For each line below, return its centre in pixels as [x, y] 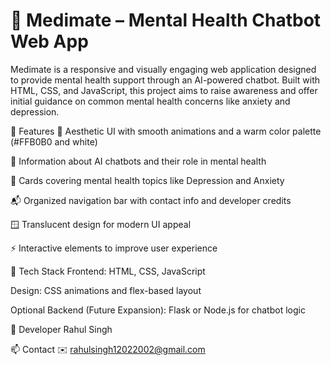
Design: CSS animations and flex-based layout [106, 290]
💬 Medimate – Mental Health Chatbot [166, 20]
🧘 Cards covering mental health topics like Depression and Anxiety [147, 180]
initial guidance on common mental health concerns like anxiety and [150, 101]
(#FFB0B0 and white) [54, 141]
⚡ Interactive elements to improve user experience [114, 248]
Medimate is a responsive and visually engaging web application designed [163, 69]
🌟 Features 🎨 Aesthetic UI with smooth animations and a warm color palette [166, 131]
